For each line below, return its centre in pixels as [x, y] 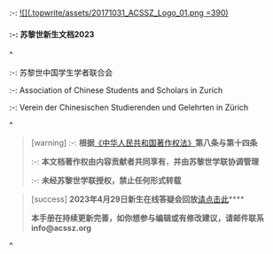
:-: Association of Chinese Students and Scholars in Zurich [116, 90]
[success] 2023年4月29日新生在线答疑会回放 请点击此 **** [138, 199]
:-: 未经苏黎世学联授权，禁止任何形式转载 [106, 181]
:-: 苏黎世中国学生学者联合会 [61, 73]
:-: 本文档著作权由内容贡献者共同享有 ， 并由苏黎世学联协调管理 [145, 162]
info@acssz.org [61, 228]
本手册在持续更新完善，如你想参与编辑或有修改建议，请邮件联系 [147, 218]
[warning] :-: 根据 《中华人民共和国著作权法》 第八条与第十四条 [144, 143]
